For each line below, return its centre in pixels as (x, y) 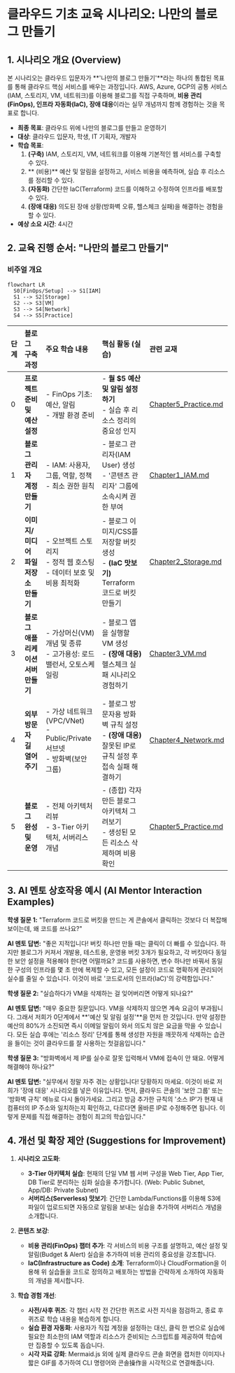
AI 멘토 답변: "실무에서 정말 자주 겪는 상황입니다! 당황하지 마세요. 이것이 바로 (111, 1081)
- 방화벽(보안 (66, 758)
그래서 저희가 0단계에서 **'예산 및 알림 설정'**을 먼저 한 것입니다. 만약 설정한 (121, 1017)
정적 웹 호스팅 (73, 562)
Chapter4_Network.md (187, 740)
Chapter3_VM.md (178, 653)
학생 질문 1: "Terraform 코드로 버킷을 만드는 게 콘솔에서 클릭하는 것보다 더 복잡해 (117, 920)
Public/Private (69, 738)
